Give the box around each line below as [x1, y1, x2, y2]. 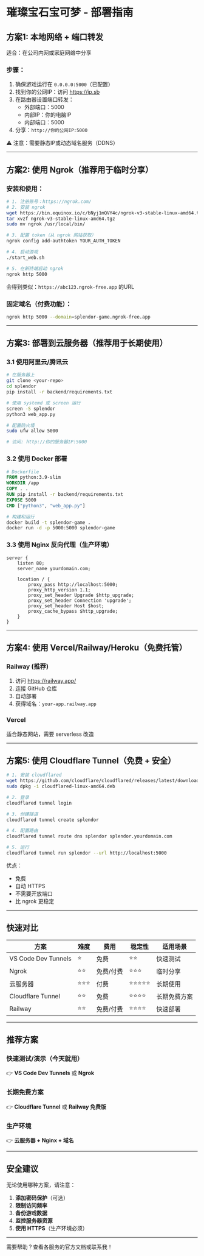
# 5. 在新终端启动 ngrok [6, 266, 64, 272]
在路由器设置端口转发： [15, 96, 74, 104]
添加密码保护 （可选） [15, 1194, 69, 1201]
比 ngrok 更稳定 [15, 897, 55, 905]
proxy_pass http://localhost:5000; [28, 581, 118, 588]
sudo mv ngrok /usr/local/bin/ [6, 221, 86, 227]
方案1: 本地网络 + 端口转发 [6, 32, 104, 42]
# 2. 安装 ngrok [6, 204, 46, 210]
